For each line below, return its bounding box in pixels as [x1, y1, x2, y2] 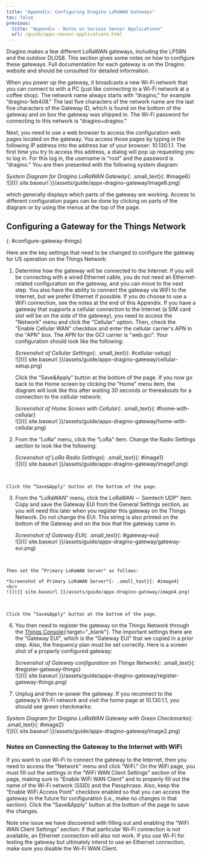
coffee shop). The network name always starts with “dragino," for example [6, 92, 191, 99]
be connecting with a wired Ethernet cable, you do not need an [14, 273, 172, 281]
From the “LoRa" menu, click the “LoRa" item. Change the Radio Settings [14, 435, 196, 443]
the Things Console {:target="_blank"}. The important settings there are [14, 628, 192, 635]
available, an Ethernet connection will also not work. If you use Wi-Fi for [6, 832, 185, 839]
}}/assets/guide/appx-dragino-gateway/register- [58, 671, 179, 679]
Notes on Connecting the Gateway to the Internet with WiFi [6, 742, 183, 751]
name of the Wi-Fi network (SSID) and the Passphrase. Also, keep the [6, 782, 180, 789]
